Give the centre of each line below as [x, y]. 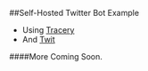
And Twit [38, 39]
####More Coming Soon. [56, 56]
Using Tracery [48, 30]
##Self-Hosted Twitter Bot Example [74, 13]
